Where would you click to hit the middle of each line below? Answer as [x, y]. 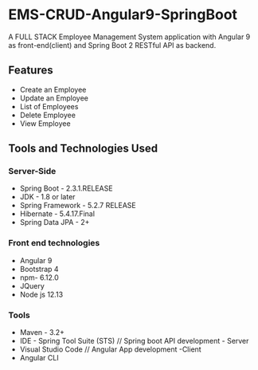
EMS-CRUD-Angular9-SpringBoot [123, 15]
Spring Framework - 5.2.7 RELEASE [78, 206]
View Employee [45, 123]
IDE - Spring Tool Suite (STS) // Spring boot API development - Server [134, 341]
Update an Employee [54, 98]
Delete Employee [47, 115]
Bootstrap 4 [39, 269]
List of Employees [49, 106]
